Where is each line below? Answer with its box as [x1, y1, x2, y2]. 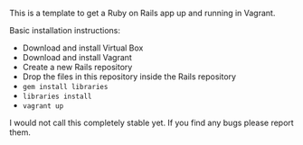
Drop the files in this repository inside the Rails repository [22, 71, 237, 82]
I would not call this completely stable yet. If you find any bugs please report [9, 117, 294, 128]
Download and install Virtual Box [22, 42, 144, 53]
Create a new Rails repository [22, 62, 133, 72]
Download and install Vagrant [22, 52, 133, 62]
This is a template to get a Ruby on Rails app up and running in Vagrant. [9, 8, 276, 18]
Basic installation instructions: [9, 25, 120, 35]
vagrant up [22, 102, 64, 111]
